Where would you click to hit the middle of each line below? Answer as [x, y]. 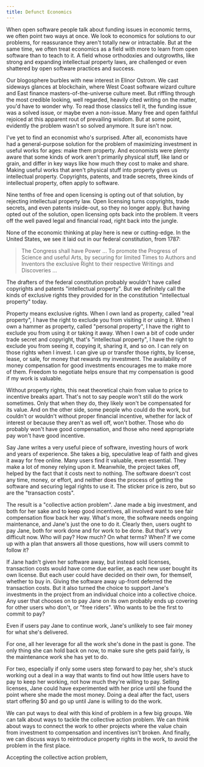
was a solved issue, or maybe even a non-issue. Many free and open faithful [102, 112]
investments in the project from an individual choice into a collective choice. [101, 594]
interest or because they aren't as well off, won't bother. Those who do [95, 423]
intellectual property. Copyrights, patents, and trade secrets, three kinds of [100, 176]
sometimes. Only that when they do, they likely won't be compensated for [99, 403]
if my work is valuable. [34, 378]
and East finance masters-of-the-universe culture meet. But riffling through [101, 93]
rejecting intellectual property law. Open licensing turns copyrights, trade [98, 201]
